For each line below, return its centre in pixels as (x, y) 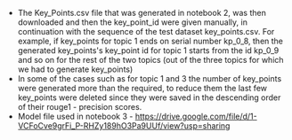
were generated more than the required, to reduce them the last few (142, 88)
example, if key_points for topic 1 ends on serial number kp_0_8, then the (150, 41)
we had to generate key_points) (75, 69)
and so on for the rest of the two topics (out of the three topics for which (150, 60)
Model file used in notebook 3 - (75, 116)
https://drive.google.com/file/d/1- (196, 116)
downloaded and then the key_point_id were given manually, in (132, 22)
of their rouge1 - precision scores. (80, 107)
